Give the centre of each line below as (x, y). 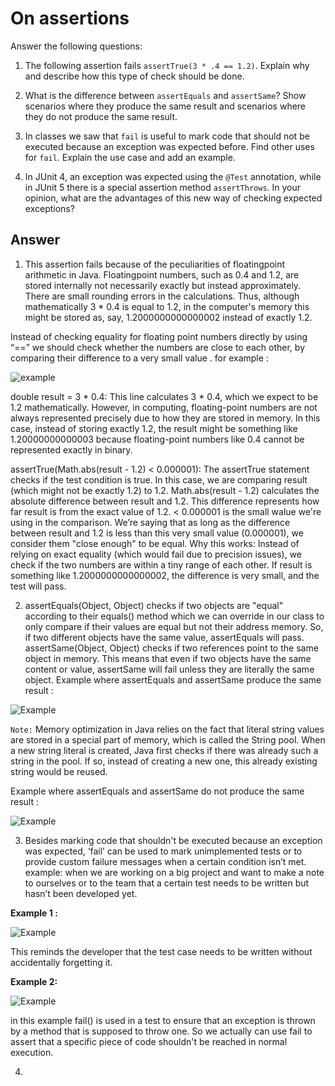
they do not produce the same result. (101, 116)
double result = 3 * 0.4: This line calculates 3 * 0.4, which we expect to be (164, 396)
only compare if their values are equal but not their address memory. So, (174, 626)
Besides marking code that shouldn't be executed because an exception (173, 840)
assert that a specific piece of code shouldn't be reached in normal (149, 1041)
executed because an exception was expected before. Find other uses (169, 146)
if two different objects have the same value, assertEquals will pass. (164, 637)
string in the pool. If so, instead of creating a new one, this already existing (164, 761)
